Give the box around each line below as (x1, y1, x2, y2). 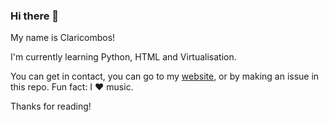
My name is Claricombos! (10, 32, 116, 44)
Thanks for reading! (10, 100, 92, 113)
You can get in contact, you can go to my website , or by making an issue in (10, 70, 320, 83)
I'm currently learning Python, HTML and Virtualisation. (10, 51, 237, 63)
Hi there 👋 (10, 9, 60, 23)
